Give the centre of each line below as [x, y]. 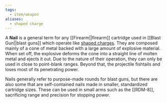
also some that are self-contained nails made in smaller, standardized [77, 85]
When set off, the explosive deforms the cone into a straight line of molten [81, 54]
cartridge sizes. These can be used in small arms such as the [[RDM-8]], [80, 90]
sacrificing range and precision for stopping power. [58, 95]
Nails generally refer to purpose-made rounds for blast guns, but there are [82, 79]
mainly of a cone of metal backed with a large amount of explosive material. [83, 48]
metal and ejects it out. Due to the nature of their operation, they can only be [84, 59]
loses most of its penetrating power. [42, 70]
